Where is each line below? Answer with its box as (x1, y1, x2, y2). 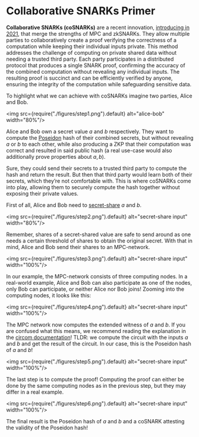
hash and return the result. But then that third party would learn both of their (6, 171, 193, 178)
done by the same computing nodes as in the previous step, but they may (6, 382, 186, 389)
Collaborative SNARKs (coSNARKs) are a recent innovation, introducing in (6, 24, 190, 31)
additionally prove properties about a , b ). (6, 153, 106, 160)
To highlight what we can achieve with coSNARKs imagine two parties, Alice (6, 92, 193, 99)
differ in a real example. (6, 388, 64, 395)
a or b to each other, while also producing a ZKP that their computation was (6, 140, 191, 147)
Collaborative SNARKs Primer (6, 4, 156, 18)
